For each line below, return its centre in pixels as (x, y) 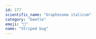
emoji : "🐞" (17, 24)
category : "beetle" (26, 19)
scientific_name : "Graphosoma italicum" (49, 15)
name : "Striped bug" (27, 29)
